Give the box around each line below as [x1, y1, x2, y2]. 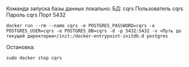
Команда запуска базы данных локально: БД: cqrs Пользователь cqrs [6, 5, 184, 12]
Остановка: [6, 44, 36, 50]
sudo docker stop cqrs [6, 55, 62, 61]
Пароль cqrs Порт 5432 [6, 11, 66, 18]
